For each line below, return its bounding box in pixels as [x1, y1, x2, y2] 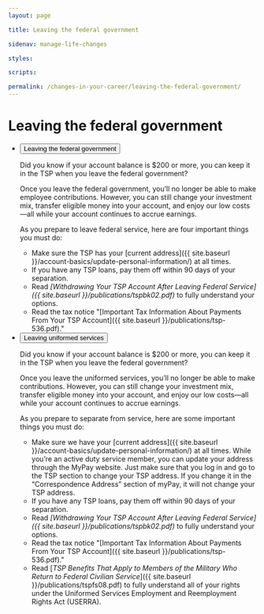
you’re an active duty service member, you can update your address [31, 454, 254, 463]
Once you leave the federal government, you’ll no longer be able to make [19, 183, 257, 194]
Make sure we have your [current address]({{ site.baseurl [31, 437, 218, 446]
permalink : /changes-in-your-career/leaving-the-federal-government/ [8, 83, 242, 91]
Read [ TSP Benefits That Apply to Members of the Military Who [31, 563, 238, 573]
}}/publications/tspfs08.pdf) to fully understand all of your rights [31, 580, 240, 590]
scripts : [8, 69, 37, 77]
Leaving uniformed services [23, 333, 105, 342]
